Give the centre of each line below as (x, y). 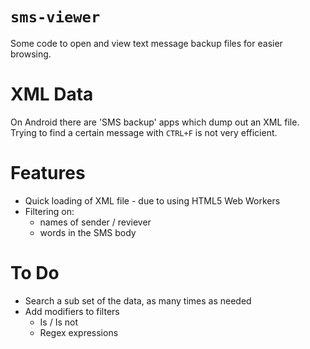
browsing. (31, 54)
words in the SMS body (88, 232)
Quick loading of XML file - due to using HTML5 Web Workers (152, 200)
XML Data (52, 94)
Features (48, 173)
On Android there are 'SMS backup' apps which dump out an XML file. (155, 122)
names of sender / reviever (95, 222)
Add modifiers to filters (72, 311)
